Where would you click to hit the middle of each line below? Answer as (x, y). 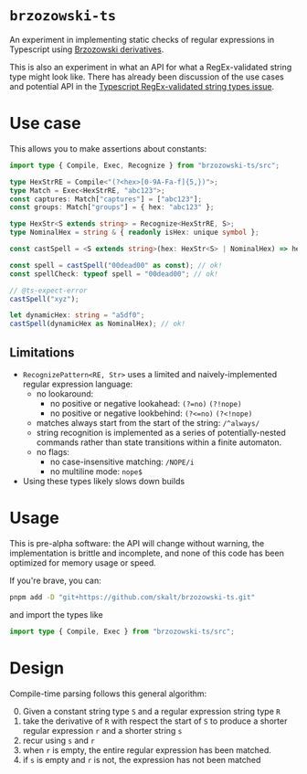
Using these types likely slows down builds (104, 481)
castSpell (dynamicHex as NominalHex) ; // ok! (97, 324)
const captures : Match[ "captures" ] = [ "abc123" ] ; (106, 199)
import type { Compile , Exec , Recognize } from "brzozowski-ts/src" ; (145, 165)
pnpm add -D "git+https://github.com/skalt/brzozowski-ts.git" (132, 597)
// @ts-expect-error (49, 291)
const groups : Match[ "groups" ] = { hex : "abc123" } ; (112, 207)
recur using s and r (59, 740)
